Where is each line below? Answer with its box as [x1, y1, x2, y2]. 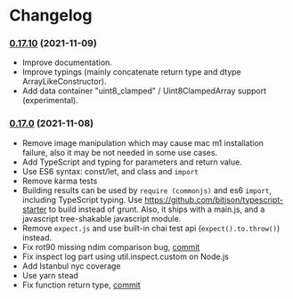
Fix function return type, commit [21, 279, 141, 290]
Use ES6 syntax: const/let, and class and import [21, 166, 199, 176]
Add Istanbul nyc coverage [21, 260, 121, 271]
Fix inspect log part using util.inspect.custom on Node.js [21, 251, 229, 262]
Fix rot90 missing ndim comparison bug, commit [21, 241, 200, 252]
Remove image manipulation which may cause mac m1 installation [21, 137, 265, 148]
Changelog [9, 5, 93, 26]
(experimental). [21, 95, 78, 106]
